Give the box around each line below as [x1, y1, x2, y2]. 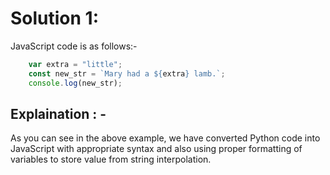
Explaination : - [10, 105, 107, 122]
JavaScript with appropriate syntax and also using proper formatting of [10, 143, 303, 155]
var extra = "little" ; [28, 59, 123, 69]
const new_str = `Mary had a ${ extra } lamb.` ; [28, 68, 226, 79]
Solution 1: [10, 7, 100, 30]
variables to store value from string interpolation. [10, 153, 212, 166]
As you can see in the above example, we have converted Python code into [10, 132, 321, 144]
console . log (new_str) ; [28, 78, 123, 88]
